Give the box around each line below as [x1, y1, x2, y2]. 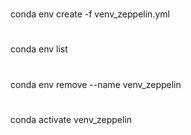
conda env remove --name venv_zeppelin [10, 78, 182, 90]
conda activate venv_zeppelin [10, 113, 133, 125]
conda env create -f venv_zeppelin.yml [10, 8, 170, 20]
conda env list [10, 43, 68, 55]
